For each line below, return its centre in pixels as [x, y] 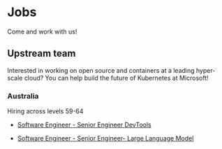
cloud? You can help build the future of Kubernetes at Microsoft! [117, 78]
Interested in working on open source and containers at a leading [101, 70]
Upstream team [42, 54]
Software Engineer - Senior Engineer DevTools [84, 125]
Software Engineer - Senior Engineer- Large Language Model [105, 139]
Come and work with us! [42, 31]
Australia [23, 96]
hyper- [206, 70]
